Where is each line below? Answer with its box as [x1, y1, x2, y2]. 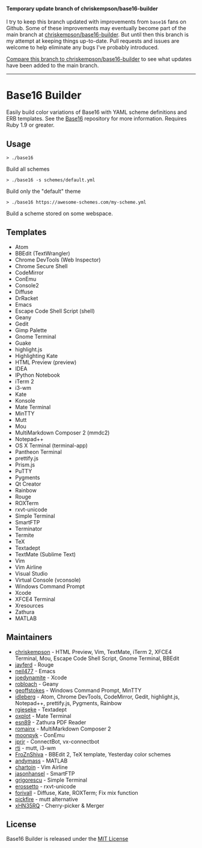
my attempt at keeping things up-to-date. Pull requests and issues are [6, 37, 180, 45]
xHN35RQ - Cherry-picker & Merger [14, 802, 105, 809]
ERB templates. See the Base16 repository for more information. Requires [6, 115, 187, 122]
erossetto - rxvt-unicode [14, 782, 76, 790]
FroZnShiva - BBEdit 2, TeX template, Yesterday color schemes [14, 750, 171, 758]
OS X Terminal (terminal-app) [14, 442, 88, 449]
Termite [14, 531, 34, 539]
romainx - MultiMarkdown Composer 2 [14, 725, 111, 732]
